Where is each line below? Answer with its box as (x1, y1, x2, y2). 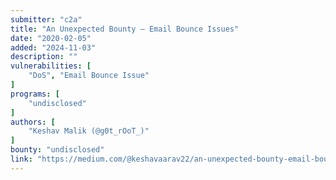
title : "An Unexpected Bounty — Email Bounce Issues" (10, 24, 240, 34)
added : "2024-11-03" (10, 42, 97, 53)
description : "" (10, 52, 78, 62)
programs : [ (10, 89, 60, 99)
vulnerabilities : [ (10, 61, 92, 71)
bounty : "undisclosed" (10, 145, 105, 155)
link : (10, 154, 33, 164)
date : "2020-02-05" (10, 33, 92, 43)
